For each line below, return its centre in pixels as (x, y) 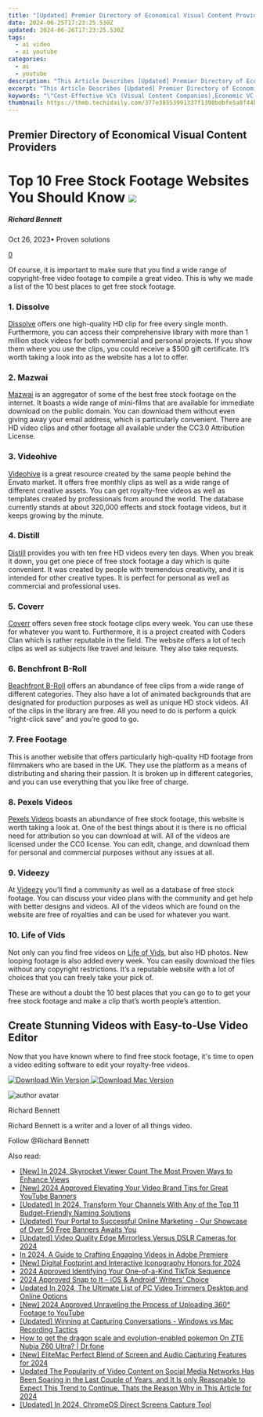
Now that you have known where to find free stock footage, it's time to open (131, 1057)
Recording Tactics (49, 1330)
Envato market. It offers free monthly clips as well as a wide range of (119, 482)
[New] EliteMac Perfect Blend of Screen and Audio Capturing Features (133, 1355)
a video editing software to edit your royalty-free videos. (99, 1065)
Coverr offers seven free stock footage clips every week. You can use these (131, 624)
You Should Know (67, 197)
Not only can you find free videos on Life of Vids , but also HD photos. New (128, 952)
